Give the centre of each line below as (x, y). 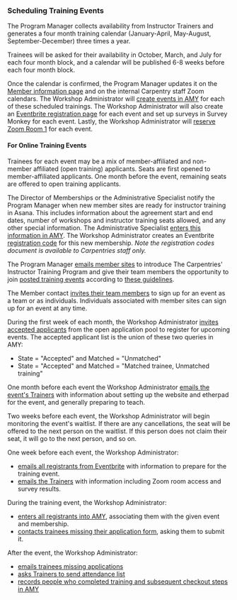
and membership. (43, 523)
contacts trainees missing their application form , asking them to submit (121, 531)
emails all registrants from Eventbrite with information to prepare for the (122, 466)
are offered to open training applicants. (64, 184)
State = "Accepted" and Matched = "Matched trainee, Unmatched (114, 366)
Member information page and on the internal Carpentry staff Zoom (106, 92)
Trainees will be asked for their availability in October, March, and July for (115, 55)
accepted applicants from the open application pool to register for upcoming (118, 329)
